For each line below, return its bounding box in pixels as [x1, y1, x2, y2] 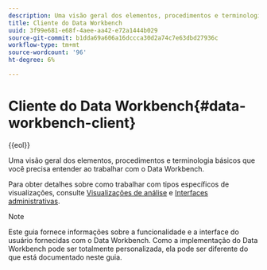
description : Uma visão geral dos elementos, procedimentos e [8, 11, 219, 20]
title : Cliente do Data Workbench [8, 19, 123, 27]
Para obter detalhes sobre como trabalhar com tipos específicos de [8, 179, 230, 189]
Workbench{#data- [114, 97, 246, 115]
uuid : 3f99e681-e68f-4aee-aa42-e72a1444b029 [8, 26, 158, 34]
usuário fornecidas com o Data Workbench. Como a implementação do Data [8, 235, 258, 245]
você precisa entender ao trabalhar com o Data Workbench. [8, 164, 205, 173]
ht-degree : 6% [8, 56, 56, 64]
